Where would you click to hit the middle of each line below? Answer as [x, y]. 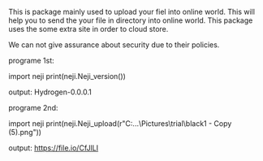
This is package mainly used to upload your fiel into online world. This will [132, 12]
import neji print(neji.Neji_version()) [67, 76]
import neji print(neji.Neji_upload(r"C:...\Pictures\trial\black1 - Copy [120, 124]
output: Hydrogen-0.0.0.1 [50, 92]
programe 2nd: [33, 108]
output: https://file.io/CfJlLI [54, 148]
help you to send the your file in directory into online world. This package [131, 20]
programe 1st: [31, 61]
